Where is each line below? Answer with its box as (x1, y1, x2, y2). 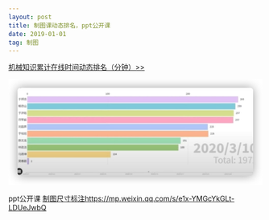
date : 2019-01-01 (8, 30, 67, 38)
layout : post (8, 13, 52, 21)
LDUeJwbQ (8, 202, 47, 212)
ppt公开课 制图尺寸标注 (8, 194, 85, 203)
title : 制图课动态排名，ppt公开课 (8, 21, 111, 30)
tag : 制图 (8, 39, 39, 47)
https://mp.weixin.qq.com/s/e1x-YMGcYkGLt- (84, 194, 235, 203)
